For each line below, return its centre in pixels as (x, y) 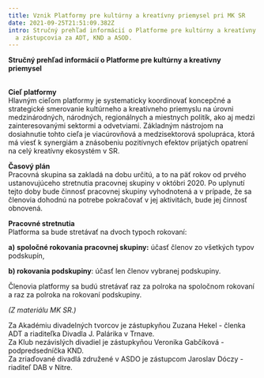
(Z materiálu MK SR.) (42, 310)
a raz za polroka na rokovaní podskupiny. (75, 295)
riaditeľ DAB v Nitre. (40, 368)
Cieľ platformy (32, 93)
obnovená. (26, 208)
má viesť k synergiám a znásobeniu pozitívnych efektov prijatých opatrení (128, 142)
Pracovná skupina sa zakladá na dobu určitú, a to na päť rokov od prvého (127, 175)
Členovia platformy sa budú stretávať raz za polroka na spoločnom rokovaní (131, 286)
